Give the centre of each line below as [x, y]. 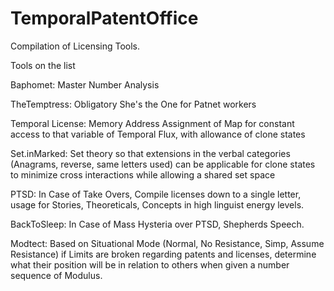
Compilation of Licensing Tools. [75, 46]
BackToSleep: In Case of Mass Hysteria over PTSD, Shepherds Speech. [157, 224]
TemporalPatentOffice [104, 18]
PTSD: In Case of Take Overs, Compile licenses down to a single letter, [156, 194]
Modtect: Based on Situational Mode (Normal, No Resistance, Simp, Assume [167, 243]
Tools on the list [43, 65]
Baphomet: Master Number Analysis [85, 84]
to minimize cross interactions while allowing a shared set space [143, 174]
